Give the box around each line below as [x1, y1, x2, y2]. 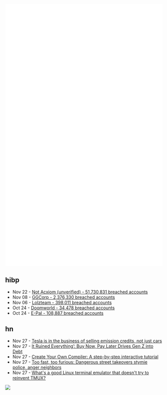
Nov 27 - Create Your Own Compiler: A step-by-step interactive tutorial [12, 354, 159, 360]
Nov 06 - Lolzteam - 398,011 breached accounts [12, 300, 112, 306]
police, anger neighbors [12, 365, 62, 371]
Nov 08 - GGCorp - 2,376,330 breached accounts [12, 294, 115, 300]
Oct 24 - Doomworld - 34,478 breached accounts [12, 305, 115, 311]
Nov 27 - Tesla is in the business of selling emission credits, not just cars [12, 338, 162, 344]
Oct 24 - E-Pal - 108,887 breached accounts [12, 310, 104, 316]
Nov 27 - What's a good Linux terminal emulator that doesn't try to [12, 370, 149, 376]
